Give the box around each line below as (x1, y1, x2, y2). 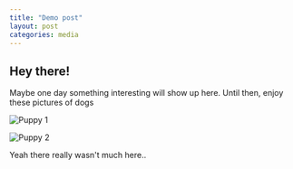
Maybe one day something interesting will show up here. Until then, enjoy (9, 88, 284, 99)
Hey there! (9, 63, 71, 79)
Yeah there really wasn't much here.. (9, 150, 147, 161)
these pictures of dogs (9, 97, 94, 108)
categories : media (9, 30, 79, 39)
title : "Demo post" (9, 13, 83, 23)
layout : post (9, 22, 59, 31)
